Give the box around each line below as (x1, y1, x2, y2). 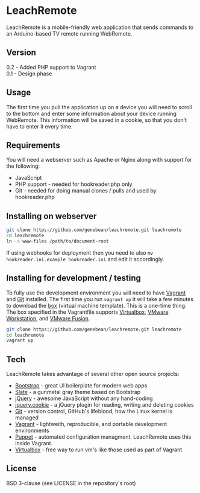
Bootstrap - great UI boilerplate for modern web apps (14, 382, 148, 389)
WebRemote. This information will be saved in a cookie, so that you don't (6, 116, 187, 124)
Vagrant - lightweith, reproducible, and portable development (14, 421, 167, 428)
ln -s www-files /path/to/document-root (6, 238, 110, 244)
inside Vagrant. (14, 440, 53, 447)
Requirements (6, 140, 60, 150)
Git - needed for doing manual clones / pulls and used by (14, 187, 157, 194)
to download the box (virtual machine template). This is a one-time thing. (6, 302, 187, 309)
